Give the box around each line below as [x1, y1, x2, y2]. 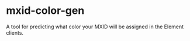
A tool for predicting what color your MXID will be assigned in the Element [6, 23, 184, 30]
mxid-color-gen [6, 4, 85, 17]
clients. [6, 29, 24, 36]
